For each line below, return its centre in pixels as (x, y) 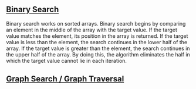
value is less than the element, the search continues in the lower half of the (97, 42)
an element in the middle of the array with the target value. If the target (92, 30)
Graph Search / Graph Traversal (65, 79)
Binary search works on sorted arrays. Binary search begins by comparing (96, 23)
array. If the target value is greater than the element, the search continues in (98, 48)
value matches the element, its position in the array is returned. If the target (97, 36)
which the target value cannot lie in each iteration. (67, 60)
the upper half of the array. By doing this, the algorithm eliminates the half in (98, 54)
